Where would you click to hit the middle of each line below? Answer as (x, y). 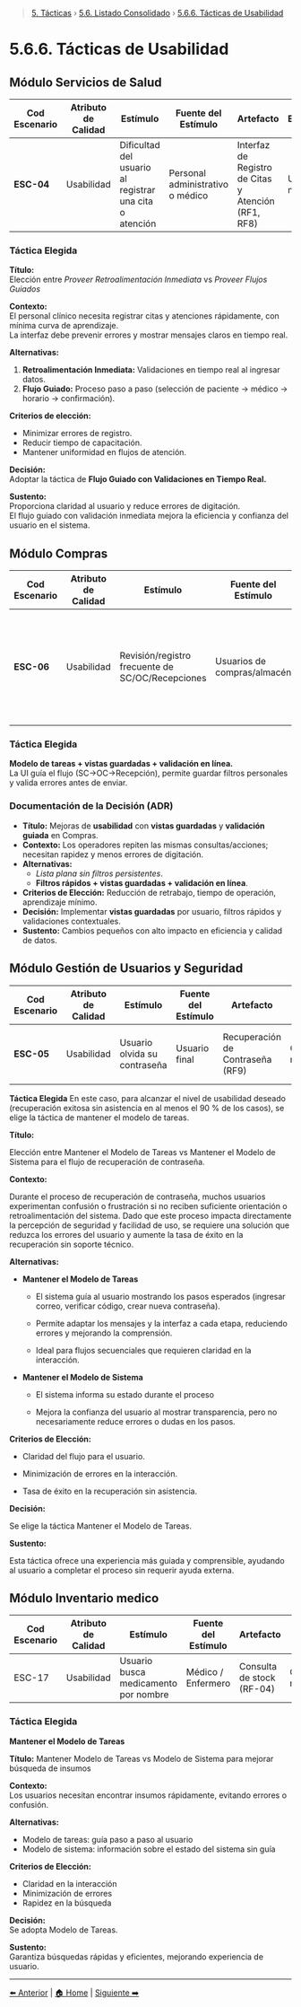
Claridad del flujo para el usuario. (83, 1456)
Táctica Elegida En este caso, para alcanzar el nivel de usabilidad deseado (148, 1098)
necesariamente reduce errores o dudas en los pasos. (135, 1421)
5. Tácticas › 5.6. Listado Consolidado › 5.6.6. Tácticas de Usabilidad (157, 13)
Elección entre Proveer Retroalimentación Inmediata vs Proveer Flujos (138, 280)
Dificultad (140, 145)
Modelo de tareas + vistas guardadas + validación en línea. (121, 764)
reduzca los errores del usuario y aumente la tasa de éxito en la (126, 1234)
